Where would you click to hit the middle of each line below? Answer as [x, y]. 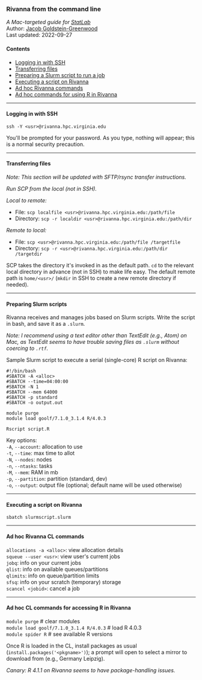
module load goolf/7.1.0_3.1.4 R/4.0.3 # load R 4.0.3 [74, 628]
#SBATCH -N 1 [23, 387]
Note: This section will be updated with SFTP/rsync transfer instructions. [96, 177]
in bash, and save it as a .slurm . [46, 324]
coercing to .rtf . [27, 348]
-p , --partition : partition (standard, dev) [57, 479]
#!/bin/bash [21, 371]
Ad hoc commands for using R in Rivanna [66, 94]
